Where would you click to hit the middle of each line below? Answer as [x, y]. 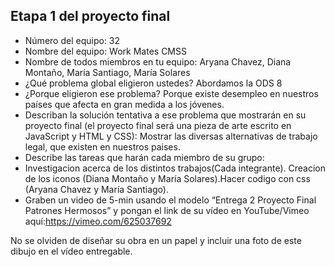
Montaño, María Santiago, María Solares [107, 72]
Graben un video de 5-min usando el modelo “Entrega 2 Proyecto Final [170, 200]
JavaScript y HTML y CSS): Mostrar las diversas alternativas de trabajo [171, 136]
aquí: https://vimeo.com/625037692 [98, 221]
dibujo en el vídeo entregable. [71, 251]
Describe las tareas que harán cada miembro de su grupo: [144, 157]
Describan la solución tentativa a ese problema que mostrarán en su [165, 115]
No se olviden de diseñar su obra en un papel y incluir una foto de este [156, 240]
